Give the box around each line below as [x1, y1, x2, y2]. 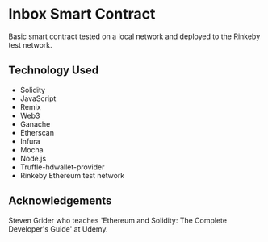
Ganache [19, 119, 51, 129]
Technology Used [8, 64, 99, 77]
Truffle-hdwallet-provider [19, 162, 105, 172]
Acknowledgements [8, 194, 112, 208]
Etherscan [19, 127, 55, 137]
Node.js [19, 153, 47, 163]
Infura [19, 136, 40, 146]
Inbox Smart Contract [8, 5, 156, 23]
